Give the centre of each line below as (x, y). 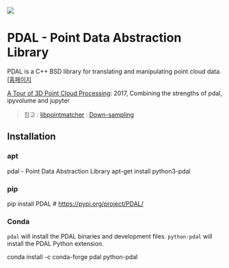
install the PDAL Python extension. (55, 244)
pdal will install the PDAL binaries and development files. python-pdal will (110, 236)
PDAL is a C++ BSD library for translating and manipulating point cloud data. (114, 71)
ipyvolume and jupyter (39, 100)
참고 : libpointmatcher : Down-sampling (79, 114)
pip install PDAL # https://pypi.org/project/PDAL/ (75, 204)
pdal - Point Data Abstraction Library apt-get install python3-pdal (99, 171)
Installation (31, 137)
